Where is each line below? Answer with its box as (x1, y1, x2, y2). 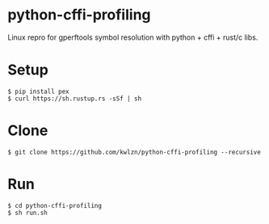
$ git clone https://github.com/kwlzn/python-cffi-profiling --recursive (7, 148, 262, 156)
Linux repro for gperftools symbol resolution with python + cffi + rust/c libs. (7, 32, 258, 42)
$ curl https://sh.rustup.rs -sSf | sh (7, 95, 142, 103)
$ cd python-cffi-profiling (7, 201, 103, 209)
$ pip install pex (7, 87, 69, 95)
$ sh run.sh (7, 209, 48, 217)
